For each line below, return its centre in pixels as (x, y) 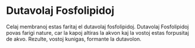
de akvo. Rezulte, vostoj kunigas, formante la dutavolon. (74, 39)
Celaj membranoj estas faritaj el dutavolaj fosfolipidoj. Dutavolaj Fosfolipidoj (97, 27)
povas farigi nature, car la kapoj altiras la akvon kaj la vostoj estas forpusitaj (97, 32)
